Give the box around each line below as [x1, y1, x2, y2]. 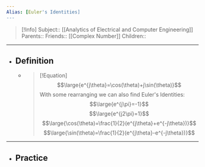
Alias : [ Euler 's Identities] [6, 9, 81, 15]
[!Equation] [39, 72, 68, 80]
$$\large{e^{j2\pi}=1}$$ [89, 110, 149, 117]
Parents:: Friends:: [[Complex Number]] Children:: [21, 32, 146, 40]
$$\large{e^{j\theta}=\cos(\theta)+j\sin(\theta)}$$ [57, 81, 182, 89]
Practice [15, 152, 48, 163]
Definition [15, 56, 54, 66]
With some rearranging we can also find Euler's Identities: [39, 91, 185, 98]
